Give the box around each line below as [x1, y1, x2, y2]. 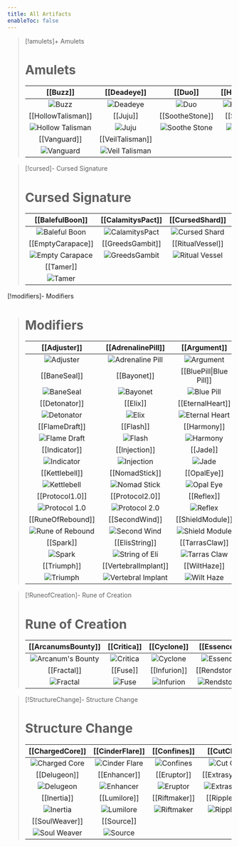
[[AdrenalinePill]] [105, 343, 166, 353]
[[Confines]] [152, 746, 196, 756]
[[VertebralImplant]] [102, 561, 169, 571]
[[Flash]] [120, 422, 151, 432]
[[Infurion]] [150, 666, 188, 676]
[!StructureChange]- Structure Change [24, 696, 139, 704]
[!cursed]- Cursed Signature [24, 164, 108, 173]
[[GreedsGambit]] [102, 239, 161, 249]
